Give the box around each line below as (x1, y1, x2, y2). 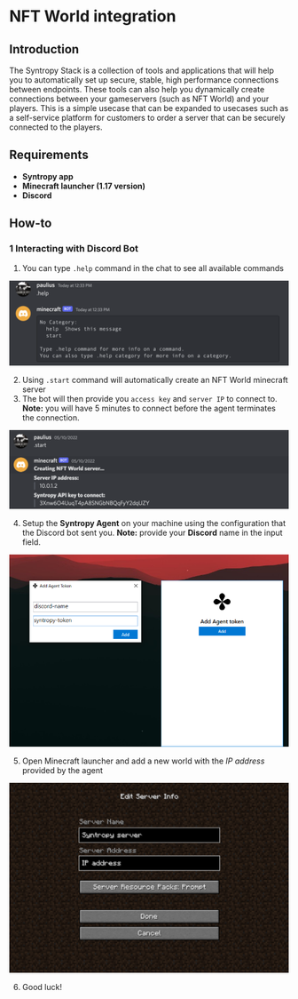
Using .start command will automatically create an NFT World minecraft (21, 375, 288, 386)
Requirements (9, 148, 89, 163)
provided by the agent (21, 764, 104, 775)
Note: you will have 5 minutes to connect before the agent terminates (21, 403, 277, 414)
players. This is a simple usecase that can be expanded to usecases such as (9, 103, 289, 113)
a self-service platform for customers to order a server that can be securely (9, 113, 286, 123)
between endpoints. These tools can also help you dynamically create (9, 84, 265, 94)
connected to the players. (9, 122, 104, 132)
